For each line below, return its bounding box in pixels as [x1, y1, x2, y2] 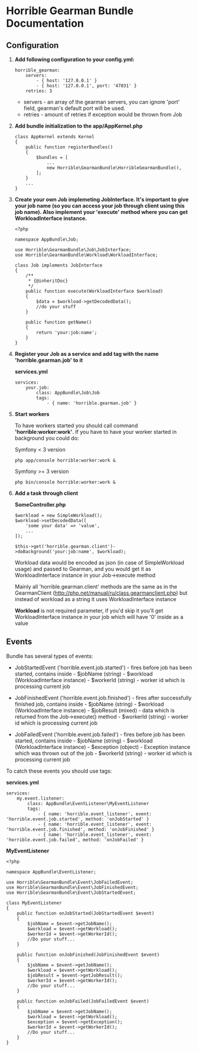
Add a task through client [14, 489, 79, 497]
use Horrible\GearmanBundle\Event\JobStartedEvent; [6, 890, 136, 896]
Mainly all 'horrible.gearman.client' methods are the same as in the [14, 583, 177, 590]
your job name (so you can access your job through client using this [14, 202, 185, 209]
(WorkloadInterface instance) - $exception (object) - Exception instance [14, 743, 191, 750]
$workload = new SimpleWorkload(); [14, 512, 103, 518]
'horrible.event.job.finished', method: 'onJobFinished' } [6, 826, 155, 832]
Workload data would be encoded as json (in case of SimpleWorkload [14, 559, 184, 566]
